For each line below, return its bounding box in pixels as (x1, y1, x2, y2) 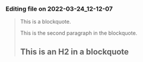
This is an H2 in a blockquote (20, 47, 129, 57)
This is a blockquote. (20, 18, 71, 25)
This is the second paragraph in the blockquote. (20, 30, 138, 37)
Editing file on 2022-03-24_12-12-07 (5, 5, 113, 13)
